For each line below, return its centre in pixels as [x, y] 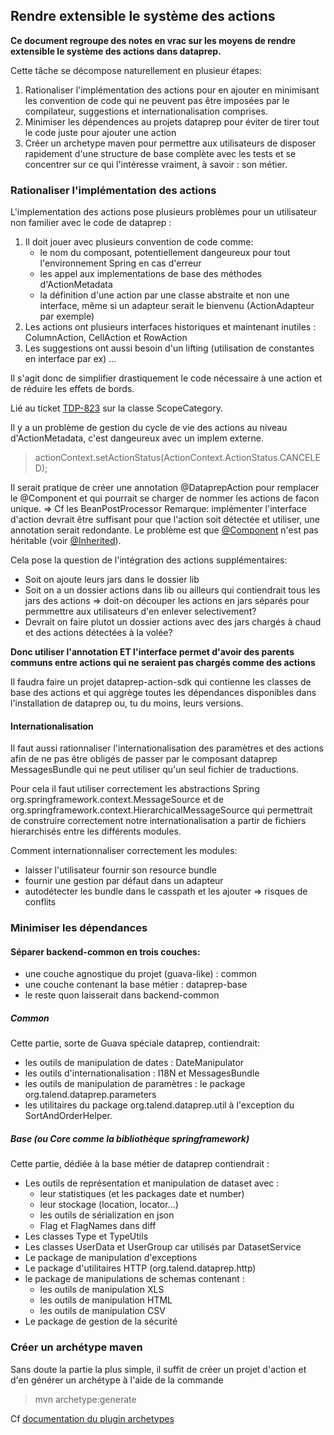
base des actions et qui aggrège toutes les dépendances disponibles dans [163, 693]
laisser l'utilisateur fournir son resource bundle [120, 870]
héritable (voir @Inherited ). [66, 541]
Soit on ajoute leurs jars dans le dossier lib [112, 580]
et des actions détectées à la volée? [98, 633]
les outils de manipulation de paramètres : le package [135, 1084]
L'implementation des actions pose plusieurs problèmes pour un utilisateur [164, 212]
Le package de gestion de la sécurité [101, 1321]
